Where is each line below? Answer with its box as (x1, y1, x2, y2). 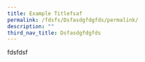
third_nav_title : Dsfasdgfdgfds (7, 29, 101, 37)
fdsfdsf (7, 48, 28, 56)
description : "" (7, 23, 54, 30)
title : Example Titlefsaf (7, 10, 82, 17)
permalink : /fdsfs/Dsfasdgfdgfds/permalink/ (7, 17, 139, 23)
